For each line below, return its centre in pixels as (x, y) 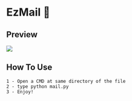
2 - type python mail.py (38, 87)
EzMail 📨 (28, 12)
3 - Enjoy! (20, 92)
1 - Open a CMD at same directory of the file (66, 81)
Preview (22, 35)
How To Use (29, 68)
